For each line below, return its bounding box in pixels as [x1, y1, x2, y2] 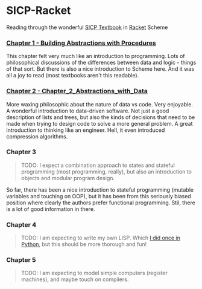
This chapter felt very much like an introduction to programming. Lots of [6, 53, 185, 60]
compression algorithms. [6, 132, 68, 140]
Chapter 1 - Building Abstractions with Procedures [6, 39, 156, 47]
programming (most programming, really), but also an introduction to [21, 167, 192, 175]
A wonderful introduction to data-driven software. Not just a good [6, 107, 169, 114]
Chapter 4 [6, 220, 37, 229]
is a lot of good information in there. [6, 205, 95, 212]
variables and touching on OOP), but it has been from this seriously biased [6, 192, 191, 200]
